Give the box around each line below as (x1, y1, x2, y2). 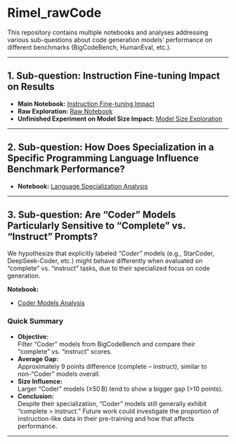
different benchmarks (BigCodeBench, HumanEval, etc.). (7, 43, 172, 51)
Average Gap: (17, 354, 59, 363)
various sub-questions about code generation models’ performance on (7, 35, 213, 43)
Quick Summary (7, 316, 64, 326)
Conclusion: (17, 391, 54, 401)
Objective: (17, 332, 49, 341)
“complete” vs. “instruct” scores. (17, 347, 112, 356)
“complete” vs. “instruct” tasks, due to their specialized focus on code (7, 264, 211, 273)
